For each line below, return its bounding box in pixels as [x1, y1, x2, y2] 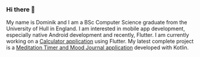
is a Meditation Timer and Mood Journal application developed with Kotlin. [6, 44, 189, 51]
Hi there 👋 [6, 5, 36, 14]
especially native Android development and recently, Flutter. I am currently [6, 31, 189, 39]
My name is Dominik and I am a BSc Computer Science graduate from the [6, 19, 187, 26]
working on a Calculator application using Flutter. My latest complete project [6, 38, 194, 45]
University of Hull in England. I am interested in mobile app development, [6, 25, 185, 32]
